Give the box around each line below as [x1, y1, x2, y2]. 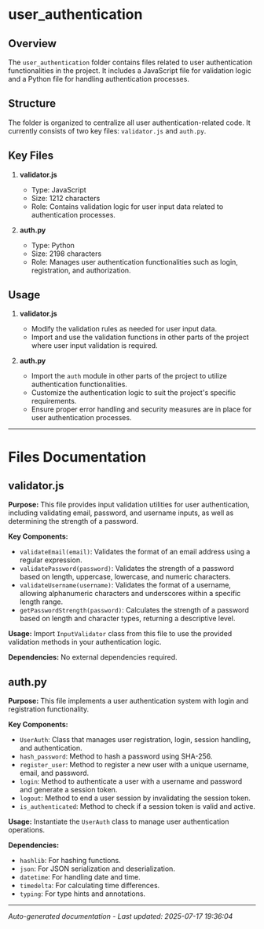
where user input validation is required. [31, 341, 159, 350]
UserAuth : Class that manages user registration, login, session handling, [19, 735, 251, 744]
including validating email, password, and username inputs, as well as [8, 508, 234, 518]
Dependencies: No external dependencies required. [8, 653, 178, 662]
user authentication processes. [31, 413, 132, 422]
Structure [8, 97, 57, 111]
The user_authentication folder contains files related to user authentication [8, 57, 253, 67]
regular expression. [19, 555, 82, 565]
